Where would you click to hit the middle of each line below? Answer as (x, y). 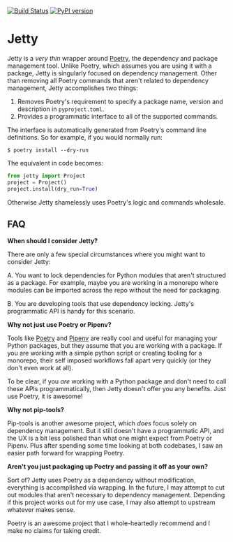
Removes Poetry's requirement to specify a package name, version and (120, 101)
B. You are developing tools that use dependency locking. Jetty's (100, 304)
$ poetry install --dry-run (48, 150)
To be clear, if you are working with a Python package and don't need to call (117, 381)
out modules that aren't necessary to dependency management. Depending (116, 495)
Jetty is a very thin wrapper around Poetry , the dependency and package (113, 58)
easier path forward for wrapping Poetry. (66, 453)
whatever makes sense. (41, 510)
